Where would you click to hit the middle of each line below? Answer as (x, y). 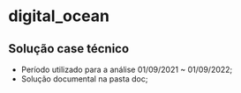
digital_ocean (59, 16)
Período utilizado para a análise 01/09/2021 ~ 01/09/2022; (127, 69)
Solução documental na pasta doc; (84, 79)
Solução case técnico (69, 49)
